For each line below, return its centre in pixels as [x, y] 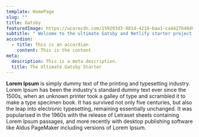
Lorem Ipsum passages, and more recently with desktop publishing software [99, 122]
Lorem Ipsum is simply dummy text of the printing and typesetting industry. [98, 84]
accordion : [20, 39]
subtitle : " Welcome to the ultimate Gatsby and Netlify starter [88, 34]
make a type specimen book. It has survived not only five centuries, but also [99, 103]
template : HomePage [30, 12]
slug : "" [17, 17]
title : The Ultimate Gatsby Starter [57, 67]
